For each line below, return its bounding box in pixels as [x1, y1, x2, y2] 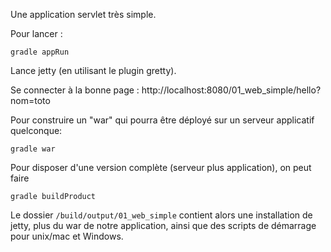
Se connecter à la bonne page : [10, 84, 140, 96]
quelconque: [10, 125, 63, 136]
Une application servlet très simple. [10, 9, 157, 20]
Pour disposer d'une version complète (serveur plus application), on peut [10, 162, 312, 173]
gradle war [10, 144, 56, 154]
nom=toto [10, 95, 51, 106]
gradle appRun [10, 47, 70, 57]
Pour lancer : [10, 28, 63, 39]
